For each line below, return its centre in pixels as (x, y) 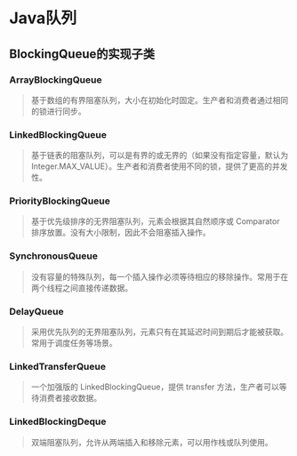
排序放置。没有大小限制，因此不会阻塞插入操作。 (120, 233)
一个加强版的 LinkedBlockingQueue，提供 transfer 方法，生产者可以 (155, 387)
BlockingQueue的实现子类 (82, 54)
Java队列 (43, 18)
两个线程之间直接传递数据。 (82, 288)
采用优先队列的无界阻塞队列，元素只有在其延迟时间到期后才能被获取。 (160, 332)
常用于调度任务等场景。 (74, 343)
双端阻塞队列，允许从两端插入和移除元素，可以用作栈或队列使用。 (152, 442)
